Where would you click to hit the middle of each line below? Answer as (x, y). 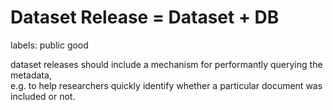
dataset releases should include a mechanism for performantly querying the (166, 64)
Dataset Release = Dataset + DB (145, 17)
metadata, (31, 75)
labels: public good (49, 45)
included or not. (43, 96)
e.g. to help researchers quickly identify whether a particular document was (166, 85)
